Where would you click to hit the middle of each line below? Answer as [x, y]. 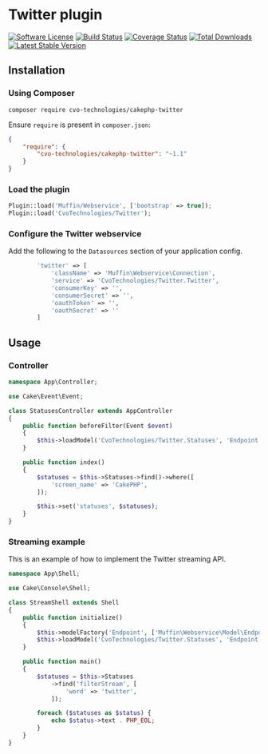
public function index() [64, 462]
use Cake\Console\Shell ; [49, 589]
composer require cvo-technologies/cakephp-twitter [96, 109]
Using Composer [41, 93]
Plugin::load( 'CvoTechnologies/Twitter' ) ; [80, 213]
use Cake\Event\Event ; [46, 396]
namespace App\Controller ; [53, 382]
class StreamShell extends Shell [64, 603]
